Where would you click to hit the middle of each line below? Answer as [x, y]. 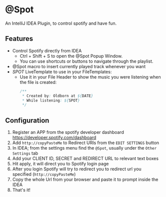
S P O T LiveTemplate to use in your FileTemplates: [62, 72]
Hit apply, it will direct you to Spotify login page [60, 164]
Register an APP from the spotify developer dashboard [68, 132]
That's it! [21, 190]
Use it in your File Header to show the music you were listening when [90, 77]
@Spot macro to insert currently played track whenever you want [79, 66]
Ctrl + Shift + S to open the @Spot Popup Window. [71, 56]
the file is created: [38, 82]
